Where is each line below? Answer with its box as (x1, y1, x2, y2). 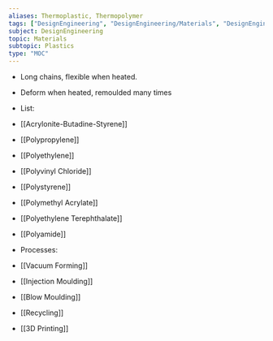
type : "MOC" (8, 50, 49, 58)
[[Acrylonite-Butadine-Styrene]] (19, 119, 128, 128)
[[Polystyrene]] (19, 182, 71, 192)
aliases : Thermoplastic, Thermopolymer (8, 11, 144, 20)
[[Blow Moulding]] (19, 292, 81, 301)
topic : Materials (8, 34, 67, 43)
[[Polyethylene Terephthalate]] (19, 214, 123, 223)
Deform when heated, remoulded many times (19, 88, 172, 97)
